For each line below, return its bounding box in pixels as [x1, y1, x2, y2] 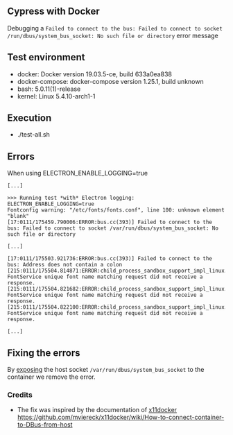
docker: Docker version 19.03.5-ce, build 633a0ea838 [17, 69, 172, 78]
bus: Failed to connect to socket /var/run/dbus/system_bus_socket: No [7, 225, 218, 232]
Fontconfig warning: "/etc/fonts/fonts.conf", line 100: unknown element [7, 207, 225, 214]
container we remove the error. [7, 373, 96, 381]
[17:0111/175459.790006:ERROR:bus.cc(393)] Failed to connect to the [7, 219, 213, 226]
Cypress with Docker [7, 6, 101, 17]
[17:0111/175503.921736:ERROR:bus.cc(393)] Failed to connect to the [7, 255, 213, 262]
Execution [7, 112, 52, 124]
